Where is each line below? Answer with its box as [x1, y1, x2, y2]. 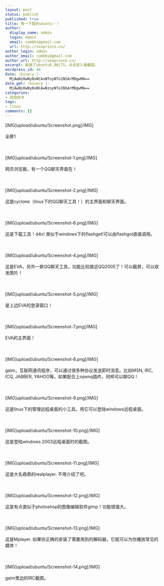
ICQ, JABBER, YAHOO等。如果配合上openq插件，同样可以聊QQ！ [5, 373, 139, 379]
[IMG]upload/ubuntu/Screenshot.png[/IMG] [5, 122, 94, 128]
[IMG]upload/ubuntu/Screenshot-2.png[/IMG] [5, 187, 98, 193]
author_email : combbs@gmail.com [5, 53, 72, 59]
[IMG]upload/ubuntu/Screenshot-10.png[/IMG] [5, 427, 100, 433]
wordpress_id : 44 [5, 67, 41, 72]
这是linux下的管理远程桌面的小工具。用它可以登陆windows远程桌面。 [5, 406, 146, 412]
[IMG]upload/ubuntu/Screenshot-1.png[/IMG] [5, 155, 98, 161]
